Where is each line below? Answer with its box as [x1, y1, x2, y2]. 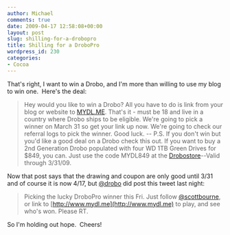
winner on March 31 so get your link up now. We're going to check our [23, 122, 222, 130]
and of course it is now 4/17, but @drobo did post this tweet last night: [7, 179, 205, 187]
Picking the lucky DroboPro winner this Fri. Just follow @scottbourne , [23, 193, 221, 201]
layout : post [7, 29, 45, 36]
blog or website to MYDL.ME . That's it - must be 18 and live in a [23, 108, 204, 116]
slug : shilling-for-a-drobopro [7, 36, 97, 42]
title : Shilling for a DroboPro [7, 42, 100, 49]
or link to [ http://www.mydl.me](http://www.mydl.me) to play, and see [23, 199, 221, 208]
